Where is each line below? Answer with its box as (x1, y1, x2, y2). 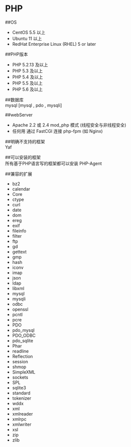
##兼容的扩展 (5, 171, 32, 177)
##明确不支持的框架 (5, 138, 45, 144)
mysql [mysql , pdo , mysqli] (5, 102, 62, 108)
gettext (12, 249, 27, 255)
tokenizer (12, 395, 31, 401)
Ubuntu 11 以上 (12, 35, 42, 41)
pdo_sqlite (12, 338, 33, 344)
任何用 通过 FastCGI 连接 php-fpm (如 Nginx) (12, 128, 103, 134)
